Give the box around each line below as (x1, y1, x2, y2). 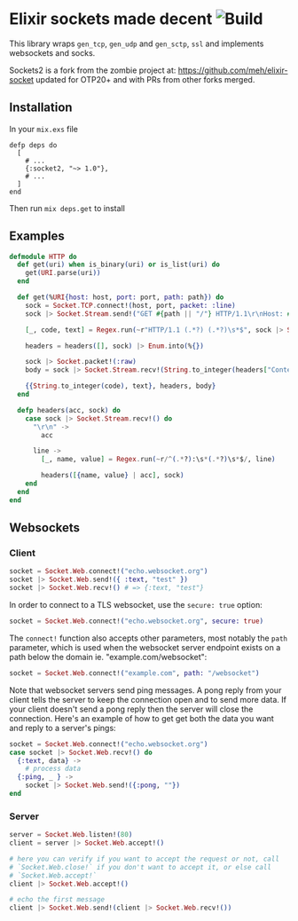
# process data (25, 764, 82, 774)
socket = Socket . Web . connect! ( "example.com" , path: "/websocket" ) (9, 668, 260, 678)
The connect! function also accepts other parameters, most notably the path (9, 633, 288, 643)
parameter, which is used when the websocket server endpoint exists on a (9, 642, 281, 652)
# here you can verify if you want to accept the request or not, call (9, 854, 279, 863)
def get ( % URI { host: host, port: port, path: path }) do (17, 293, 224, 302)
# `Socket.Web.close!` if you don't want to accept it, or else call (9, 862, 272, 871)
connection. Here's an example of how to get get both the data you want (9, 712, 275, 723)
